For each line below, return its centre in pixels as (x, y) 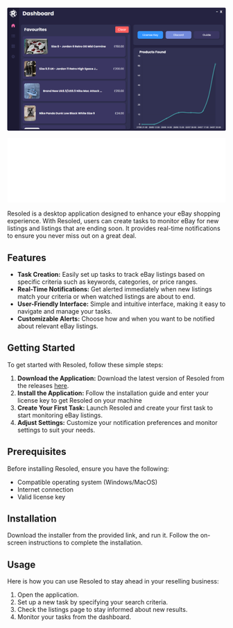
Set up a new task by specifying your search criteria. (93, 602)
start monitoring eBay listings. (60, 415)
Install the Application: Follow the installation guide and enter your (113, 393)
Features (27, 258)
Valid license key (41, 497)
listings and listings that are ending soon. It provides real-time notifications (114, 228)
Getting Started (41, 348)
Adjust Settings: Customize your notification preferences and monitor (117, 422)
